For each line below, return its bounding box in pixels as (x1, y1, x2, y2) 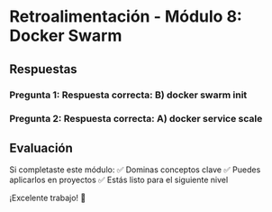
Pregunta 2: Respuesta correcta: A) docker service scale (9, 113, 263, 125)
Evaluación (9, 140, 74, 155)
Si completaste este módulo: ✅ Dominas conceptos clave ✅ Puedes (9, 164, 261, 175)
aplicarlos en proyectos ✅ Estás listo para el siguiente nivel (9, 174, 229, 186)
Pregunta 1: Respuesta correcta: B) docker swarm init (9, 88, 248, 101)
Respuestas (9, 61, 78, 77)
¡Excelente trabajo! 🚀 (9, 192, 86, 204)
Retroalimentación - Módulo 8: (9, 6, 243, 27)
